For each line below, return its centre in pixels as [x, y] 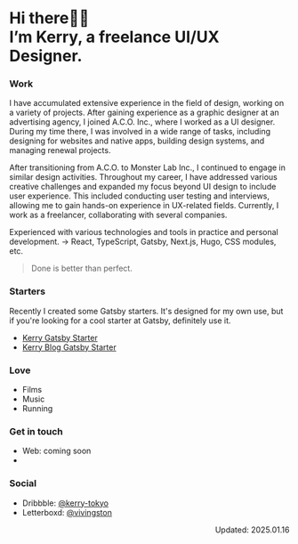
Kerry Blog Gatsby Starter [69, 347]
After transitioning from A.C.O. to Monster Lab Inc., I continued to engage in [148, 167]
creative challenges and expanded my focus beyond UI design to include [143, 187]
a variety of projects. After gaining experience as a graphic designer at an [145, 113]
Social [23, 483]
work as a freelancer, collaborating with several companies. [118, 215]
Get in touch [36, 431]
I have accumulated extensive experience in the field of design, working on [147, 103]
